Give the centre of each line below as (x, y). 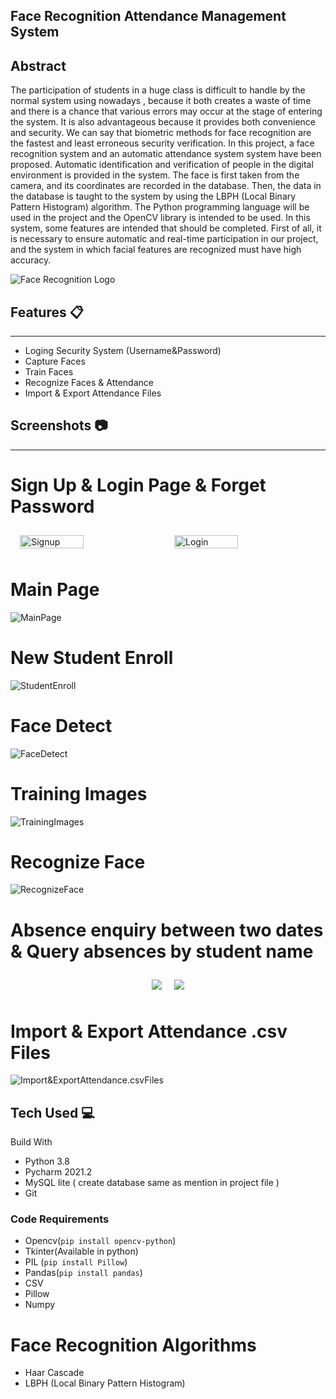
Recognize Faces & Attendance (89, 383)
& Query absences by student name (162, 951)
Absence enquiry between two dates (167, 930)
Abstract (38, 65)
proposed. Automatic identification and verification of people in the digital (162, 165)
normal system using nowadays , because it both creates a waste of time (161, 101)
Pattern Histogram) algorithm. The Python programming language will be (160, 207)
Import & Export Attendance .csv (149, 1031)
